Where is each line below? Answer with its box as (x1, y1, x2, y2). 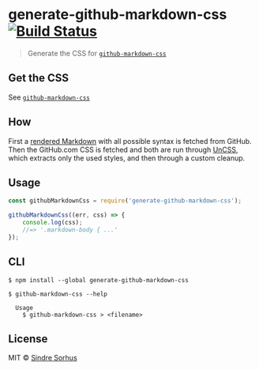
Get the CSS (8, 71, 69, 85)
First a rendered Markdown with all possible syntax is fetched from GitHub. (8, 136, 252, 145)
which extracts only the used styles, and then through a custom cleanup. (8, 153, 246, 163)
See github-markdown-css (8, 92, 91, 102)
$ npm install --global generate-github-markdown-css (8, 276, 190, 284)
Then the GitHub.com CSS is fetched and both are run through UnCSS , (8, 145, 238, 154)
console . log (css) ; (22, 219, 83, 227)
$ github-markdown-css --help (8, 290, 108, 298)
